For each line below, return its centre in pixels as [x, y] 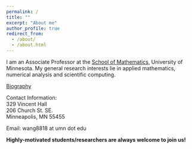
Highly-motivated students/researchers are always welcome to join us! [96, 139]
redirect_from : [25, 34]
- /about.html [29, 45]
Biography [19, 86]
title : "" [18, 17]
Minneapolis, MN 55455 [36, 116]
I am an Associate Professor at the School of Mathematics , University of [95, 62]
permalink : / [22, 12]
